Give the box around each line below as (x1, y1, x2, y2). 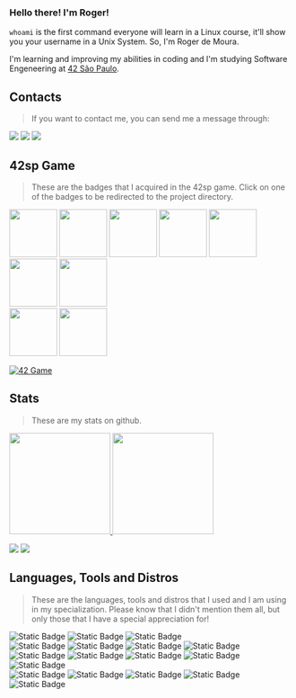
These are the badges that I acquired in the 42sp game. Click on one (30, 182, 285, 192)
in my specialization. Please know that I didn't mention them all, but (30, 604, 281, 614)
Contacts (9, 89, 63, 104)
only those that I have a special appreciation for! (30, 613, 210, 624)
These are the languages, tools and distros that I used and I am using (30, 594, 287, 604)
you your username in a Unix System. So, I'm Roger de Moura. (9, 36, 239, 47)
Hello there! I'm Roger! (9, 6, 109, 19)
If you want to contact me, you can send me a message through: (30, 113, 270, 124)
